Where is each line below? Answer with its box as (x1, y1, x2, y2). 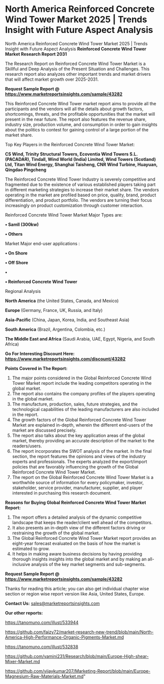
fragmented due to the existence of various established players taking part (5, 181, 156, 187)
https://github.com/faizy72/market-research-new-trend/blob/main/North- (5, 629, 154, 635)
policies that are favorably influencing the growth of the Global (12, 464, 139, 469)
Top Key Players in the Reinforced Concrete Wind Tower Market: (5, 141, 135, 147)
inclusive (12, 561, 30, 567)
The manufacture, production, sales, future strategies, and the (12, 401, 138, 407)
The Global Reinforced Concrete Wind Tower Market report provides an (12, 535, 157, 541)
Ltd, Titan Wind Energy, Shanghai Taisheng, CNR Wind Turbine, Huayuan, (5, 161, 158, 167)
